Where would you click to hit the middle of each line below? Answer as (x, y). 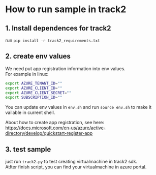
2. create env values (38, 56)
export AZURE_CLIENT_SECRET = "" (38, 93)
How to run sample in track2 (66, 9)
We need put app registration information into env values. (65, 68)
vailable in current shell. (30, 112)
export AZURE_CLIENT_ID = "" (34, 88)
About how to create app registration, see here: (55, 123)
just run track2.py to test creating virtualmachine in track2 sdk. (71, 162)
